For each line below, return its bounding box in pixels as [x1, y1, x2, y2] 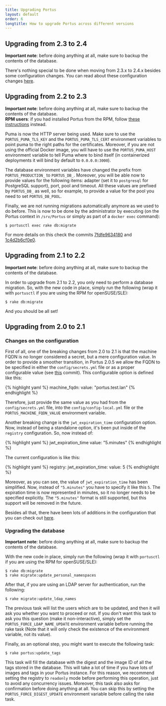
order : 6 [5, 16, 23, 21]
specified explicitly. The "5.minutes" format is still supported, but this [5, 495, 147, 501]
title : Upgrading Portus [5, 7, 56, 12]
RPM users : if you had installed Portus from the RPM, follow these [5, 116, 140, 122]
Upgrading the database [5, 528, 65, 534]
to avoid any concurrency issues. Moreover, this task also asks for [5, 680, 140, 686]
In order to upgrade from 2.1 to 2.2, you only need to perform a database [5, 279, 153, 285]
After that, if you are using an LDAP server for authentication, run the [5, 581, 146, 588]
